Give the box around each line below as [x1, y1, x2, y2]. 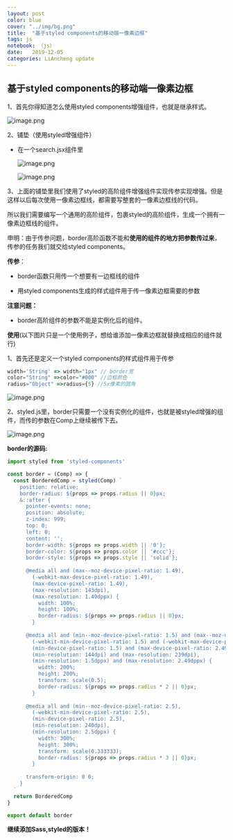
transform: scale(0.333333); [37, 748, 123, 755]
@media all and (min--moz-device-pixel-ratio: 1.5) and [25, 631, 191, 638]
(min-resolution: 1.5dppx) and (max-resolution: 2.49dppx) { [32, 658, 213, 665]
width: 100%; [37, 600, 76, 606]
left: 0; [25, 528, 51, 536]
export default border [7, 812, 73, 819]
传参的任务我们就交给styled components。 [7, 242, 130, 250]
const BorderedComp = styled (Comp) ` [13, 477, 123, 484]
